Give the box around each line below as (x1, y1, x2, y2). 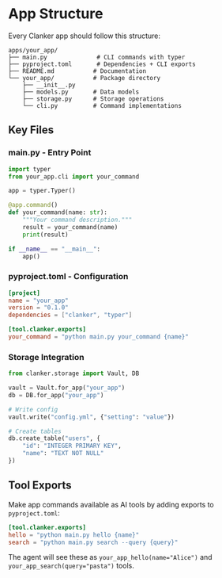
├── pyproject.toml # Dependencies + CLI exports (8, 60, 196, 68)
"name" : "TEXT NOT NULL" (22, 450, 104, 457)
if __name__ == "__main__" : (8, 245, 101, 253)
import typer (8, 165, 51, 173)
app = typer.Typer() (8, 187, 77, 195)
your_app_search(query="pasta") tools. (8, 561, 134, 571)
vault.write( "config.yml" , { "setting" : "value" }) (8, 413, 175, 421)
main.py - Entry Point (8, 147, 92, 159)
